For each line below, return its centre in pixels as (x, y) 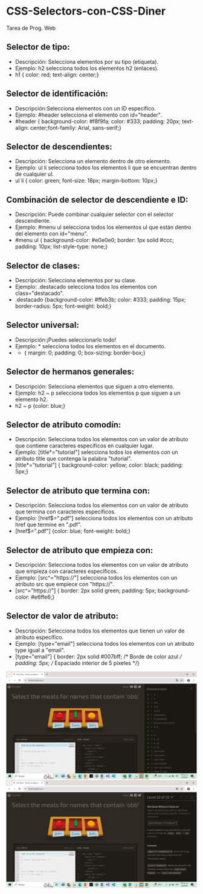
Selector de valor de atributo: (63, 616)
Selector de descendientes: (60, 147)
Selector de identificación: (57, 94)
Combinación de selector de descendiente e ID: (97, 199)
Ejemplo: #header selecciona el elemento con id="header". (88, 115)
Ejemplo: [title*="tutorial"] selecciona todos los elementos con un (96, 452)
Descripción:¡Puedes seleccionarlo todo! (66, 340)
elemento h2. (31, 399)
